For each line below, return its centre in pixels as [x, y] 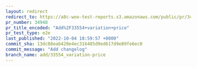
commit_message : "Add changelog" [46, 50]
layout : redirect [27, 11]
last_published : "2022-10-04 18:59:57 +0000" [62, 38]
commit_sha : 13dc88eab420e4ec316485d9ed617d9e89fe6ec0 [74, 44]
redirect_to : [21, 17]
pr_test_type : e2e [28, 33]
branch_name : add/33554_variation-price [56, 55]
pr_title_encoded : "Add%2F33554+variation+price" [68, 28]
